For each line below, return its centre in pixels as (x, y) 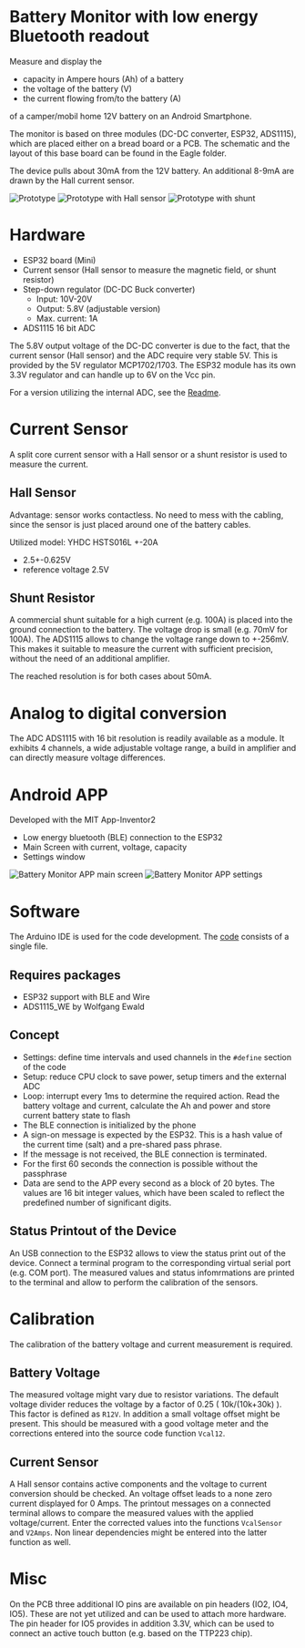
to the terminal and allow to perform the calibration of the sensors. (134, 1282)
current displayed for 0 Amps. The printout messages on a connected (140, 1504)
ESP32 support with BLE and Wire (86, 997)
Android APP (59, 794)
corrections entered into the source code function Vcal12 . (117, 1434)
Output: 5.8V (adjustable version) (98, 308)
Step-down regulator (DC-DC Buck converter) (109, 289)
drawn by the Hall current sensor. (72, 180)
